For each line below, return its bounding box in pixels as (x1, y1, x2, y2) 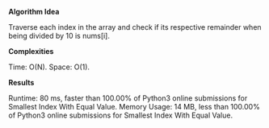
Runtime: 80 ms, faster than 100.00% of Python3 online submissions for (8, 93, 248, 103)
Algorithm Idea (8, 7, 60, 16)
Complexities (8, 47, 54, 56)
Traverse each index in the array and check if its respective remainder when (8, 23, 262, 31)
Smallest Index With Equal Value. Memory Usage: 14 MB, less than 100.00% (8, 102, 260, 111)
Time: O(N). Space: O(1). (8, 62, 90, 72)
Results (8, 78, 35, 87)
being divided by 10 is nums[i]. (8, 31, 111, 40)
